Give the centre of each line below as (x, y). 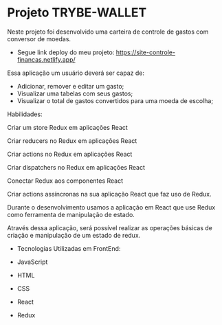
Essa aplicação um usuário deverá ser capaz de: (76, 73)
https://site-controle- (146, 52)
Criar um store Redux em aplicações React (68, 127)
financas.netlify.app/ (46, 59)
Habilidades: (25, 114)
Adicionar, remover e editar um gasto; (70, 86)
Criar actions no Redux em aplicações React (70, 154)
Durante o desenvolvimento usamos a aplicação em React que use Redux (111, 207)
